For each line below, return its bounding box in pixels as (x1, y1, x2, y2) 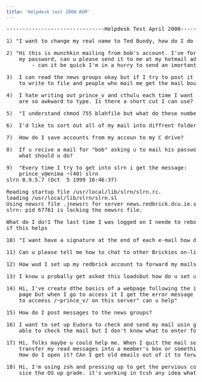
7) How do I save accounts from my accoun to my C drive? (6, 134, 185, 141)
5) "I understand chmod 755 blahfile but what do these (6, 110, 178, 116)
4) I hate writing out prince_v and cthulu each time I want (6, 92, 194, 98)
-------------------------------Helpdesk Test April (6, 25, 165, 32)
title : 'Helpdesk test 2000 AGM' (6, 8, 90, 15)
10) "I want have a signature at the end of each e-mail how (6, 237, 191, 243)
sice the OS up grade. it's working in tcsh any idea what (19, 369, 197, 376)
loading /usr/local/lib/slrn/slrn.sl (6, 194, 118, 201)
